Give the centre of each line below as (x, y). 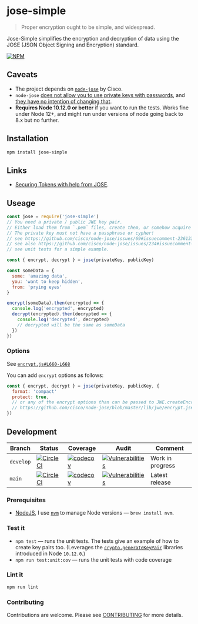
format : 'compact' (35, 391)
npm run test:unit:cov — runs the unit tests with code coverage (93, 559)
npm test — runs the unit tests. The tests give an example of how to (97, 541)
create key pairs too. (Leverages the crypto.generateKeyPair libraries (99, 547)
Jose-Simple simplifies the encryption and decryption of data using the (93, 38)
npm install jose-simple (37, 152)
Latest (159, 475)
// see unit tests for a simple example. (58, 249)
